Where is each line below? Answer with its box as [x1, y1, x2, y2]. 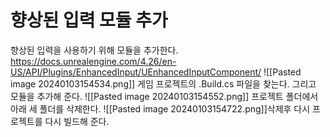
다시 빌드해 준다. [44, 115, 110, 127]
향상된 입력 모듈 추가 [10, 9, 168, 32]
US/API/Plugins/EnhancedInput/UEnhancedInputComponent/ [10, 66, 262, 78]
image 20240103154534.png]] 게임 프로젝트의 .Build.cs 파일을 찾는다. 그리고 [10, 77, 317, 90]
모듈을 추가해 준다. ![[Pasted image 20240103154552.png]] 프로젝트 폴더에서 [10, 90, 319, 102]
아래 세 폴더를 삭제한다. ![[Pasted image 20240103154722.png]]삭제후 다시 [10, 102, 311, 115]
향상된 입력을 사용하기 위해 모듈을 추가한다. [10, 44, 179, 56]
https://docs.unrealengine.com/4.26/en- [10, 55, 177, 67]
